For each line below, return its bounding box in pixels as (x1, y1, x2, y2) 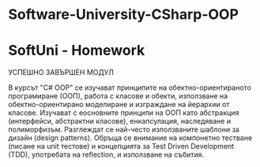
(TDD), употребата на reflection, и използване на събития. (8, 150, 205, 159)
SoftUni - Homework (8, 42, 145, 60)
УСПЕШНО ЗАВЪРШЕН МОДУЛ (8, 68, 115, 77)
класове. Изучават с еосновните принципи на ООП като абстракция (8, 108, 239, 117)
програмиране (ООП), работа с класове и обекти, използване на (8, 91, 228, 101)
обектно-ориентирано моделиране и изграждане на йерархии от (8, 100, 230, 109)
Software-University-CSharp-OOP (8, 6, 239, 24)
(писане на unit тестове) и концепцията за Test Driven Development (8, 142, 235, 151)
